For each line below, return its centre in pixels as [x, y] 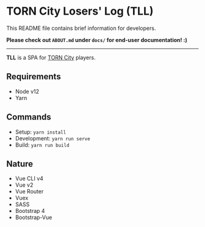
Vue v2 [24, 185]
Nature [20, 164]
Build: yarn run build [42, 145]
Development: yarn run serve [52, 138]
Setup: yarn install [41, 132]
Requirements [34, 77]
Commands [29, 117]
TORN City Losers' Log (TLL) [80, 11]
